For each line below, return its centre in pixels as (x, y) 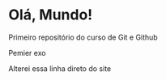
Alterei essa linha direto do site (60, 68)
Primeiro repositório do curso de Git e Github (83, 37)
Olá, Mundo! (51, 15)
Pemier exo (27, 53)
